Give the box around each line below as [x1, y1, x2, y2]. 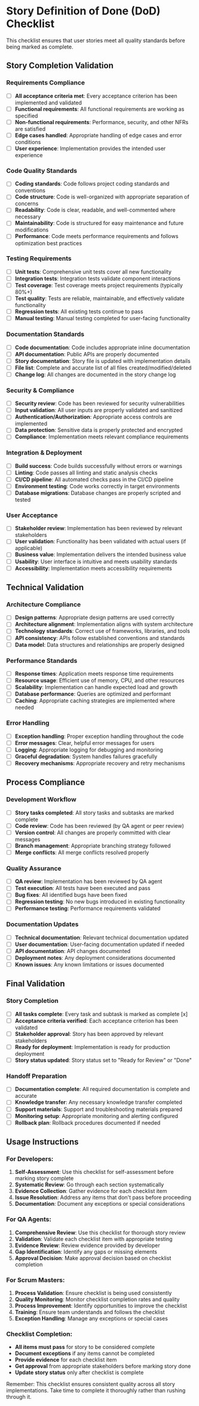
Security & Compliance [6, 386, 75, 394]
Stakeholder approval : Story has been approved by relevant [14, 1030, 164, 1037]
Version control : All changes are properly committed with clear [14, 829, 171, 836]
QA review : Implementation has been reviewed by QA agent [14, 878, 163, 885]
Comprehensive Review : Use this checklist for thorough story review [14, 1228, 186, 1236]
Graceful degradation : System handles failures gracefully [14, 753, 158, 760]
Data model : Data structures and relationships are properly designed [14, 641, 185, 648]
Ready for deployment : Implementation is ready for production [14, 1043, 170, 1050]
